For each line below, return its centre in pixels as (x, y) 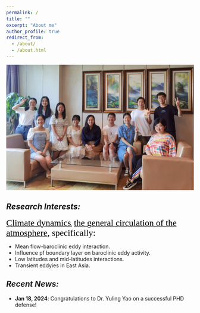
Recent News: (33, 284)
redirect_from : (25, 38)
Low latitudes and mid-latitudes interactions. (69, 259)
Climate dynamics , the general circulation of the (91, 223)
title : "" (18, 19)
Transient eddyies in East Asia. (52, 265)
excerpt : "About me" (32, 25)
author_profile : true (33, 32)
